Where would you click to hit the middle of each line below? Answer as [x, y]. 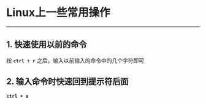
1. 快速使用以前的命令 [47, 44]
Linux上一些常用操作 [58, 13]
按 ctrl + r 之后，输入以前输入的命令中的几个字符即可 [75, 60]
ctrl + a [17, 96]
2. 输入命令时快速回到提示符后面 [67, 82]
